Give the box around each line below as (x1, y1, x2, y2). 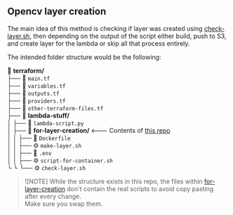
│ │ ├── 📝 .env (7, 148, 52, 157)
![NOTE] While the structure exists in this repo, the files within (24, 177, 203, 185)
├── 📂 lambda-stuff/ (7, 111, 70, 119)
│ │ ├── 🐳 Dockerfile (7, 133, 71, 142)
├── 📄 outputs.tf (7, 89, 60, 97)
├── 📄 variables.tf (7, 81, 66, 90)
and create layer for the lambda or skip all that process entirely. (7, 39, 190, 48)
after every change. (24, 192, 82, 200)
